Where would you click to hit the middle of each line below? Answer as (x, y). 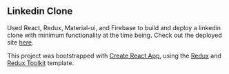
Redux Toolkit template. (41, 63)
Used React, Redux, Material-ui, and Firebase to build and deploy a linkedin (114, 27)
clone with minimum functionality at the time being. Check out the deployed (114, 35)
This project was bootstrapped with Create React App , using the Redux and (114, 56)
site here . (21, 42)
